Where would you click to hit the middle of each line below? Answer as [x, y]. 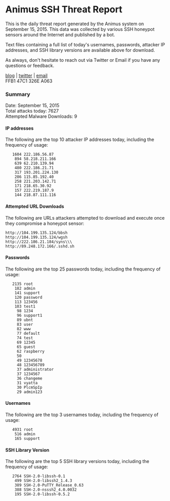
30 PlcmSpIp [30, 387]
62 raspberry [31, 351]
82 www [24, 329]
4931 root [23, 430]
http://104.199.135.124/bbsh [36, 232]
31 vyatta [27, 383]
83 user [25, 324]
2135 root [23, 284]
